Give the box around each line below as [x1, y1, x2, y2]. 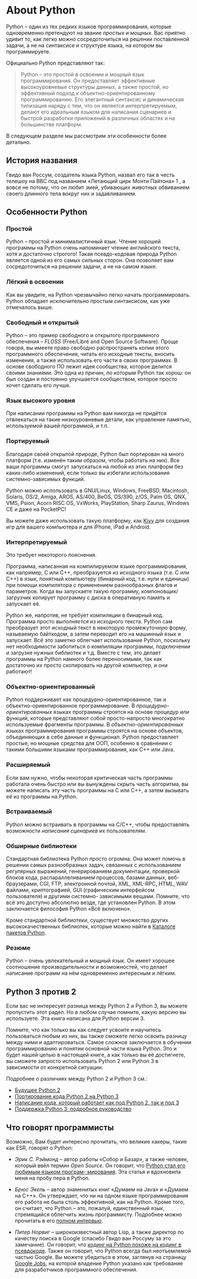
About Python [6, 4, 75, 17]
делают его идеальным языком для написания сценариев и [20, 108, 172, 115]
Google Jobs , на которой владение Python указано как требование [14, 1260, 183, 1267]
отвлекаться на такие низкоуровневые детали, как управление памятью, [6, 416, 191, 423]
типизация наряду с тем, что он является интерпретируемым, [20, 102, 178, 109]
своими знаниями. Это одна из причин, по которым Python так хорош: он [6, 369, 191, 377]
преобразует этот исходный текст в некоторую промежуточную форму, [6, 624, 187, 631]
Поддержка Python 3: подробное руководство [14, 1105, 132, 1112]
